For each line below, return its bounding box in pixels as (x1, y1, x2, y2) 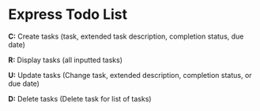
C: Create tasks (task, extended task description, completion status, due (8, 31, 244, 41)
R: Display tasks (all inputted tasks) (8, 55, 123, 65)
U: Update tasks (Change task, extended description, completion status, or (8, 70, 252, 80)
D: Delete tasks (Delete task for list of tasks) (8, 94, 152, 103)
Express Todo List (8, 6, 128, 24)
